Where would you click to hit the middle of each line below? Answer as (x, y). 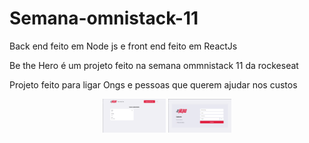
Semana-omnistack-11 (104, 18)
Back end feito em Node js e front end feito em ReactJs (123, 46)
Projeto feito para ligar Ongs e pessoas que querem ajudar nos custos (153, 84)
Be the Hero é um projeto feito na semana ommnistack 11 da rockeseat (154, 65)
